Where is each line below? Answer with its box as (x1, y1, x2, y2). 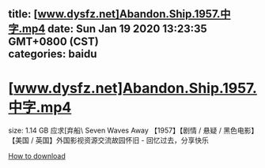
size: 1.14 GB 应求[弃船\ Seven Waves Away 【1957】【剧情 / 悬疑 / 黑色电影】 (8, 125, 255, 136)
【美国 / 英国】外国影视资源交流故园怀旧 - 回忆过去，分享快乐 (8, 136, 210, 145)
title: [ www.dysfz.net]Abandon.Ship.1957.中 (8, 7, 231, 21)
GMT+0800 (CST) (8, 35, 99, 49)
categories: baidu (8, 47, 97, 61)
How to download (8, 151, 66, 161)
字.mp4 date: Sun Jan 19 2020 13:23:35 (8, 22, 207, 35)
